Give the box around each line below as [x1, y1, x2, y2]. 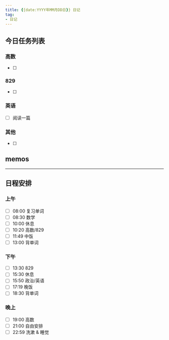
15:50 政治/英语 [12, 278, 44, 284]
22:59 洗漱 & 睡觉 [12, 329, 49, 335]
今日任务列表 [5, 36, 45, 45]
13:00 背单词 [12, 239, 39, 245]
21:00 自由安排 [12, 323, 43, 329]
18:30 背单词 [12, 290, 39, 296]
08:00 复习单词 [12, 208, 44, 214]
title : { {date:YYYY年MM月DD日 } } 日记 [5, 7, 80, 13]
